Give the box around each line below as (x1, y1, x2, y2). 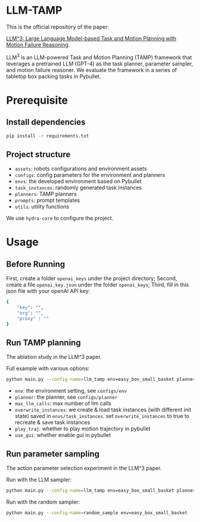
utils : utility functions (14, 203, 70, 210)
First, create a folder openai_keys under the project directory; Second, (6, 275, 177, 282)
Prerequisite (6, 93, 68, 107)
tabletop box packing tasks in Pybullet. (6, 73, 101, 80)
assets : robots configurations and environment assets (14, 165, 147, 173)
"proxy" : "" (17, 315, 49, 321)
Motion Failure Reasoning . (6, 41, 70, 48)
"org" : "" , (17, 310, 44, 316)
